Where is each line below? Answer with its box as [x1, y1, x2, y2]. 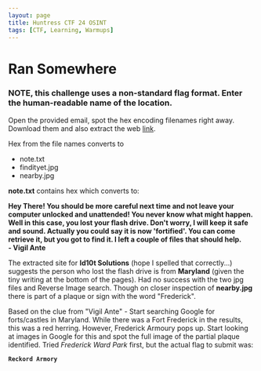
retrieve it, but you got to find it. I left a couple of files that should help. [8, 235, 242, 244]
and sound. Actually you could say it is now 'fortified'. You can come [8, 226, 236, 235]
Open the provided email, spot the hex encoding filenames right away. [8, 115, 235, 125]
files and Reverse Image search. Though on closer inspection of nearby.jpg [8, 283, 253, 293]
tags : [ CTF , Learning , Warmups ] [8, 26, 114, 34]
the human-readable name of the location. [8, 97, 172, 108]
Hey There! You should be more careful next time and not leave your [8, 201, 234, 210]
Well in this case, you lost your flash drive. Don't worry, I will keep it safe [8, 217, 248, 227]
